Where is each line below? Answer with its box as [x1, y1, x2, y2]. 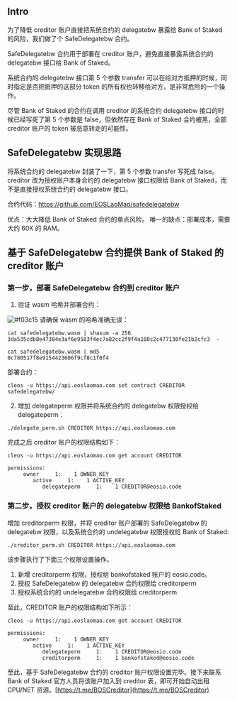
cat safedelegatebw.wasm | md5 [7, 348, 100, 356]
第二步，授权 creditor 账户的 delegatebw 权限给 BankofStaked [7, 501, 221, 511]
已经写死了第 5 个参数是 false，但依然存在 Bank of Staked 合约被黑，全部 [13, 115, 227, 124]
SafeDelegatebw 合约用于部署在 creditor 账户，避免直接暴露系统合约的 [7, 49, 214, 58]
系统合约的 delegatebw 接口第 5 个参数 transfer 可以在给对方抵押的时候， [7, 73, 221, 82]
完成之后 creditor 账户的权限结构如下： [7, 438, 121, 447]
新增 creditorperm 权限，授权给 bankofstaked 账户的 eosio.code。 [17, 570, 211, 578]
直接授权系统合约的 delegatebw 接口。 [19, 185, 132, 193]
